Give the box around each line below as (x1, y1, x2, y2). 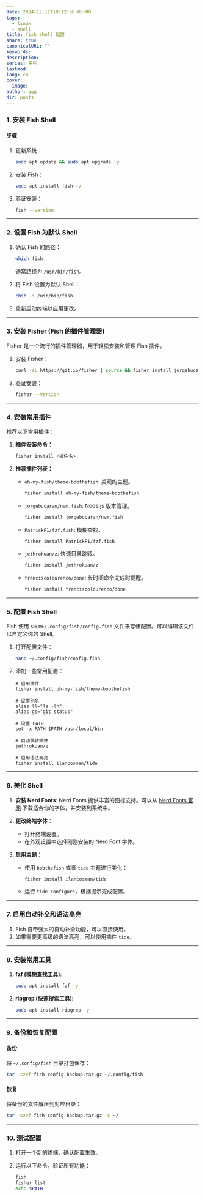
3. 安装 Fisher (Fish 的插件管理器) (6, 327, 105, 335)
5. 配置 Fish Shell (6, 608, 57, 616)
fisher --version (15, 391, 60, 398)
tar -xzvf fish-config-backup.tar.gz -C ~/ (6, 1113, 119, 1119)
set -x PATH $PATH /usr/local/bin (15, 726, 103, 732)
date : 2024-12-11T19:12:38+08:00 (6, 9, 92, 15)
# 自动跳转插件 (15, 738, 49, 744)
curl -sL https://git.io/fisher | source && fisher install (15, 367, 171, 373)
